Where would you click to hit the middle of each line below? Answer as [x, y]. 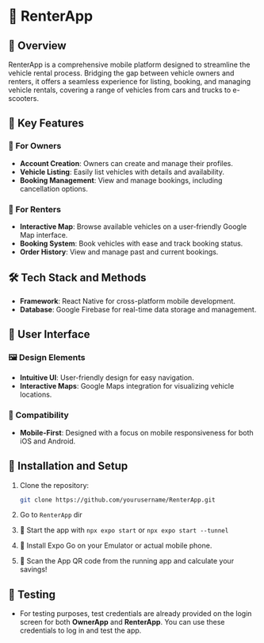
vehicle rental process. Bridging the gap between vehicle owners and [121, 73]
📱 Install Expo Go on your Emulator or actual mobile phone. [116, 546]
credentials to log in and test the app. [80, 630]
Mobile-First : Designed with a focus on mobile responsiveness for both [136, 432]
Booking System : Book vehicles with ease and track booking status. [131, 243]
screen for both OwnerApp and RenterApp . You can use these [122, 622]
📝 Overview [37, 46]
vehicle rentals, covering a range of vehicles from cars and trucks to [120, 90]
